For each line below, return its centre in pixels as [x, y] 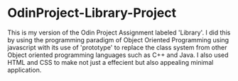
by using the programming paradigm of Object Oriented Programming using [118, 39]
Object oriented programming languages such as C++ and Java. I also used [118, 55]
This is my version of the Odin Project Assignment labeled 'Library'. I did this [119, 32]
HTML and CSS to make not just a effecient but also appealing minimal [110, 62]
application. [25, 70]
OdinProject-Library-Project [92, 13]
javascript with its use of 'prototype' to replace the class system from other [117, 47]
